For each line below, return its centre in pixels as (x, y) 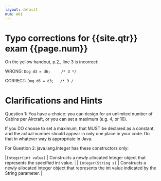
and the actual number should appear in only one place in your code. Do (77, 134)
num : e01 (14, 14)
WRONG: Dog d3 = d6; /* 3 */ (41, 72)
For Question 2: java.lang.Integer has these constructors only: (67, 148)
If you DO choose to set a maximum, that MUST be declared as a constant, (80, 128)
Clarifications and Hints (54, 100)
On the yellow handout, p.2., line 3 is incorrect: (52, 62)
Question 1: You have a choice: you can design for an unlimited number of (79, 114)
